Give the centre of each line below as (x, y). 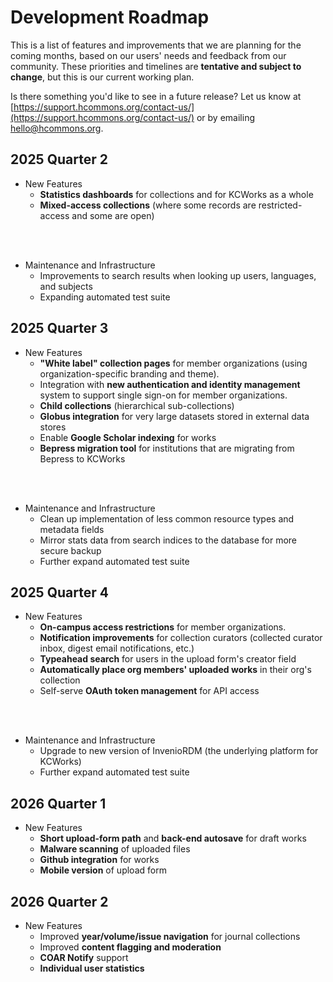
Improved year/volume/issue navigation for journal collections (170, 936)
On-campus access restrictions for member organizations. (163, 627)
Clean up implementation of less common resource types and (167, 518)
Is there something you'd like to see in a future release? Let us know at (156, 96)
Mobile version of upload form (103, 870)
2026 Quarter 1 (58, 803)
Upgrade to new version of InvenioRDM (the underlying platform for (179, 751)
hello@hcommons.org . (57, 128)
